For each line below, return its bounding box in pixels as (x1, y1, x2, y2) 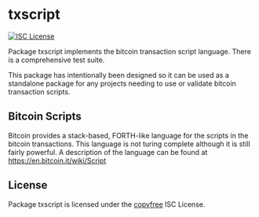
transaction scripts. (8, 86, 71, 96)
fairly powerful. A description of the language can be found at (8, 147, 208, 156)
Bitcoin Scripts (8, 110, 82, 123)
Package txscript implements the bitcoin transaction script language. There (8, 46, 251, 56)
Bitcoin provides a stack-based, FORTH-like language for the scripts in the (8, 131, 249, 140)
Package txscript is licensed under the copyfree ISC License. (8, 199, 206, 209)
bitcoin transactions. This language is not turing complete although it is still (8, 139, 250, 149)
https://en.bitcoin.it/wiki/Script (8, 156, 107, 165)
